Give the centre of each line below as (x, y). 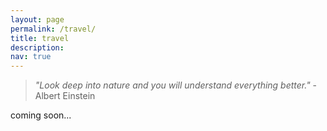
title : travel (40, 38)
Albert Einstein (65, 96)
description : (37, 47)
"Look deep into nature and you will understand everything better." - (176, 85)
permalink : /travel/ (53, 29)
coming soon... (41, 115)
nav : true (31, 57)
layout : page (37, 19)
